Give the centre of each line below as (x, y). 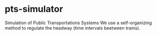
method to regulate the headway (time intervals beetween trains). (72, 28)
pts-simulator (34, 9)
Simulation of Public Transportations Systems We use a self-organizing (78, 23)
